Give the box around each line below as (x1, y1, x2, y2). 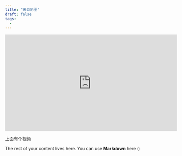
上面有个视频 (5, 136, 31, 142)
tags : (5, 16, 16, 21)
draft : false (5, 12, 32, 17)
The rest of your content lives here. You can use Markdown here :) (5, 146, 140, 152)
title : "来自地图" (5, 7, 40, 12)
